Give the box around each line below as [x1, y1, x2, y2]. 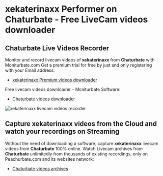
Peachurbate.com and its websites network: [5, 156, 94, 162]
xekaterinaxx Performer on [5, 3, 117, 15]
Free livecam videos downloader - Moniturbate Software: [5, 87, 121, 92]
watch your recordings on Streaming [5, 127, 119, 136]
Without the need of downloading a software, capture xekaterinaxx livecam [5, 140, 159, 146]
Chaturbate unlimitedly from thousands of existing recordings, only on [5, 151, 148, 157]
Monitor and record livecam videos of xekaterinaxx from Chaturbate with [5, 57, 155, 62]
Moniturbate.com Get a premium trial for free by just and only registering [5, 62, 152, 68]
